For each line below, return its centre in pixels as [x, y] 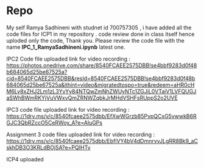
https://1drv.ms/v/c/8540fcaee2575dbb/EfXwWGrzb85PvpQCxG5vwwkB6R [101, 116]
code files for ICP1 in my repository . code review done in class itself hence [100, 34]
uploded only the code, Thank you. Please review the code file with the [95, 40]
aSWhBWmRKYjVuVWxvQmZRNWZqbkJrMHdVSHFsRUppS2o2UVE [92, 98]
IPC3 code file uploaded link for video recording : [68, 109]
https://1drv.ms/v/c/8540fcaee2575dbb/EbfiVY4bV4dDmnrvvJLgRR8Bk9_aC [102, 141]
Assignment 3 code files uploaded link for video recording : [81, 134]
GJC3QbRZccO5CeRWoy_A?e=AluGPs [54, 122]
